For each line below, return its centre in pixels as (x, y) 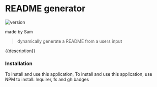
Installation (19, 63)
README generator (45, 9)
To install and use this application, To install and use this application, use (79, 74)
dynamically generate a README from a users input (69, 41)
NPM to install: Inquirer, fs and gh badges (47, 80)
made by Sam (19, 31)
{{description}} (20, 51)
